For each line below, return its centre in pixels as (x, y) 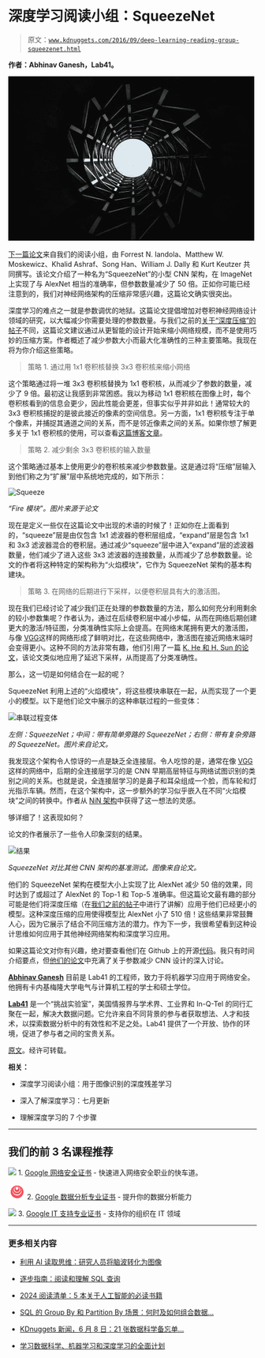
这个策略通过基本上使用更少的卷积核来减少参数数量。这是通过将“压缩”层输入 (132, 466)
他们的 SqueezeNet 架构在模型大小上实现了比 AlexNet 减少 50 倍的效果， (127, 884)
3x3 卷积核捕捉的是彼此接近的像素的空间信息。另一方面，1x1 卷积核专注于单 (131, 413)
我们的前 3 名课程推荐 (61, 1152)
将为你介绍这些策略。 (43, 350)
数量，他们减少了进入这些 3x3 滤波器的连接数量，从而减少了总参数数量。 (127, 554)
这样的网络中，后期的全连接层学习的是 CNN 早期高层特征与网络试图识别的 (129, 771)
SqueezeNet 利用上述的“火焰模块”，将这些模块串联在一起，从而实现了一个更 (132, 691)
